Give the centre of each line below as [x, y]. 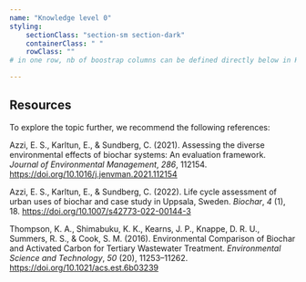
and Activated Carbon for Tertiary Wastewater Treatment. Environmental [145, 248]
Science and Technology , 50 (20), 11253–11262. [99, 257]
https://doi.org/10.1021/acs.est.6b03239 [84, 267]
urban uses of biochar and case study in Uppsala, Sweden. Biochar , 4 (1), [148, 201]
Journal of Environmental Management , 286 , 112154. [108, 164]
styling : [26, 26]
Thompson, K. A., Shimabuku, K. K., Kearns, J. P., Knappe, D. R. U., [135, 228]
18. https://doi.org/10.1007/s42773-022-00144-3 [100, 211]
